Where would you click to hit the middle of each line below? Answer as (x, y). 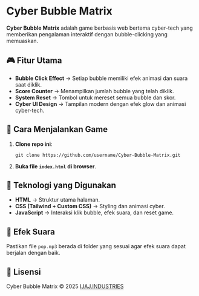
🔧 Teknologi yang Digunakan (61, 185)
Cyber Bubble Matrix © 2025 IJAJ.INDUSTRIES (65, 286)
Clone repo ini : (34, 144)
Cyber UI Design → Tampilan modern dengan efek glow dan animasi (100, 104)
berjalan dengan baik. (33, 253)
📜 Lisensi (24, 271)
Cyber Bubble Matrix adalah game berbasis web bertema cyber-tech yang (100, 28)
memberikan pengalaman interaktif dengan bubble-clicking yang (87, 34)
